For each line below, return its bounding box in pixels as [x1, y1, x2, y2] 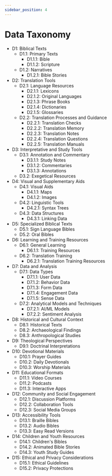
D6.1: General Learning [19, 242, 66, 248]
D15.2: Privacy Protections [19, 465, 73, 471]
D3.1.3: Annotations [26, 167, 67, 173]
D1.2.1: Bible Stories [26, 72, 67, 78]
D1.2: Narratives [19, 66, 53, 72]
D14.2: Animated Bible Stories [19, 443, 80, 450]
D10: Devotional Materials [11, 348, 64, 354]
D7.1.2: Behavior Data [26, 279, 70, 285]
